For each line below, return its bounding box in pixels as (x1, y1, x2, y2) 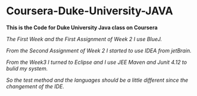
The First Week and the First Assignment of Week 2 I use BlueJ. (6, 35, 162, 42)
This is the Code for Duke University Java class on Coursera (6, 24, 158, 31)
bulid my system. (6, 64, 48, 72)
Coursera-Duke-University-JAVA (6, 4, 174, 18)
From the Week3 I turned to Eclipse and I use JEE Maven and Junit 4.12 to (6, 58, 187, 66)
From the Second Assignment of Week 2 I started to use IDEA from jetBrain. (6, 47, 192, 54)
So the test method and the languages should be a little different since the (6, 76, 189, 83)
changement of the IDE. (6, 82, 64, 90)
